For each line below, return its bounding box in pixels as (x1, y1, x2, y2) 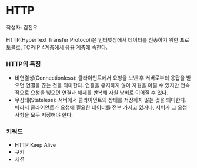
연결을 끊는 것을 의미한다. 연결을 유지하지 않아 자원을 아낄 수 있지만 (25, 82, 179, 89)
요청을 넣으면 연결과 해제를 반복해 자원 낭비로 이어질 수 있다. (30, 89, 169, 96)
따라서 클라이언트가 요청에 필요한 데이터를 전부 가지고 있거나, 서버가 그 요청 (14, 104, 188, 111)
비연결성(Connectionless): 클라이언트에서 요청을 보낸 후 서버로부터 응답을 (14, 74, 185, 81)
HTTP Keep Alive (14, 141, 56, 148)
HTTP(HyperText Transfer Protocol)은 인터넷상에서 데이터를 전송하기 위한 (6, 36, 179, 43)
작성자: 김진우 (6, 24, 38, 31)
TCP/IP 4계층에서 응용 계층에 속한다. (23, 44, 108, 51)
